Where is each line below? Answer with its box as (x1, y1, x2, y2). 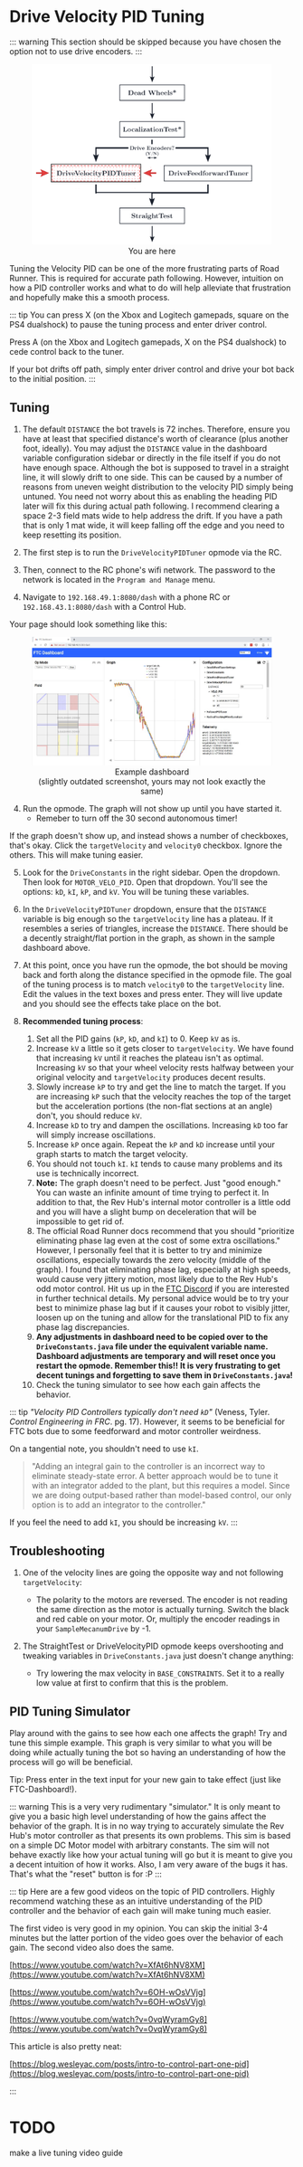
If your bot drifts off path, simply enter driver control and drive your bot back (9, 364, 295, 375)
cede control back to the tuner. (9, 347, 125, 357)
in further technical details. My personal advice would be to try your (35, 1293, 289, 1304)
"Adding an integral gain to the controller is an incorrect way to (31, 1461, 265, 1472)
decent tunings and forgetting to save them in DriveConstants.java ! (35, 1370, 294, 1381)
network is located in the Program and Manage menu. (22, 575, 215, 585)
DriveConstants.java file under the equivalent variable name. (35, 1341, 269, 1352)
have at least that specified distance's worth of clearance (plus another (22, 433, 289, 444)
